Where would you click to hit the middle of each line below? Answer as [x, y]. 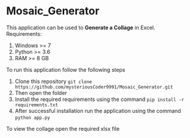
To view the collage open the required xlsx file [63, 128]
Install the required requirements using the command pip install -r [99, 99]
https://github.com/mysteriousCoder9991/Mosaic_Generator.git [94, 87]
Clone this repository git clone [53, 81]
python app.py [32, 118]
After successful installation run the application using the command [98, 111]
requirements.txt [36, 105]
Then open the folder [41, 93]
